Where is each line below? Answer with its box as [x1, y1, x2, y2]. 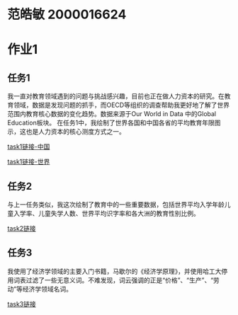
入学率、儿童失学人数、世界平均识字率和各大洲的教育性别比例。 [13, 210, 200, 217]
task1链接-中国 [7, 142, 50, 151]
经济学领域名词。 [22, 285, 73, 293]
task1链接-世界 [7, 157, 50, 166]
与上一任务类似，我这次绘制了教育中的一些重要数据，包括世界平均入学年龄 [7, 200, 225, 209]
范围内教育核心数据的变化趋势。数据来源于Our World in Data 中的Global [7, 110, 217, 118]
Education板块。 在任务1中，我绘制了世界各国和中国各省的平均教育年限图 [7, 118, 221, 127]
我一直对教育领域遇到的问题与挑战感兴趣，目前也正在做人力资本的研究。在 [7, 92, 225, 101]
